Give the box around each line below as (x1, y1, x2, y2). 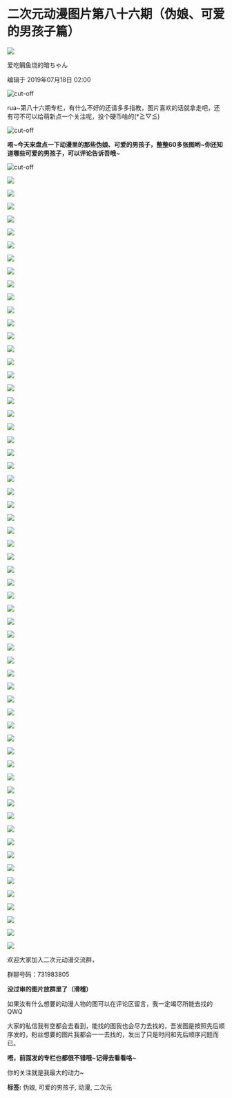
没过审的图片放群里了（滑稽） (7, 985, 92, 993)
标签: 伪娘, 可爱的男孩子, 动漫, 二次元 (7, 1083, 113, 1091)
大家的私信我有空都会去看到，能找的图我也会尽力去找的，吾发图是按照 (7, 1021, 207, 1030)
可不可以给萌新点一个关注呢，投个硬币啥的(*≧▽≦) (12, 112, 160, 120)
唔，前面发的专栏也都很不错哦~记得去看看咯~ (7, 1053, 137, 1062)
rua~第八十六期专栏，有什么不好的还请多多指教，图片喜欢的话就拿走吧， (7, 103, 214, 111)
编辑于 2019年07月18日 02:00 (7, 75, 91, 84)
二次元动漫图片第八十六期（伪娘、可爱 (7, 6, 226, 22)
